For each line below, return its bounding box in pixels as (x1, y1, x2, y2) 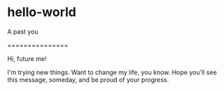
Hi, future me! (7, 54, 47, 63)
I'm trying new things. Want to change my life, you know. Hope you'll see (7, 68, 217, 76)
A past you (7, 27, 38, 36)
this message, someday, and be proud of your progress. (7, 75, 169, 84)
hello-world (7, 4, 77, 20)
